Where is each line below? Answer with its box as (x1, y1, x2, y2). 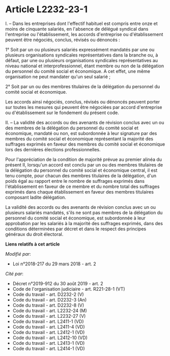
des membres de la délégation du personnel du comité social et (5, 125, 139, 131)
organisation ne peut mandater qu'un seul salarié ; (5, 73, 111, 79)
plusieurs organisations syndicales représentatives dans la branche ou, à (5, 52, 158, 58)
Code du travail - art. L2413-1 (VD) (12, 340, 85, 346)
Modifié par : (5, 251, 32, 257)
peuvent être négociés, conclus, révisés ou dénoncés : (5, 37, 121, 43)
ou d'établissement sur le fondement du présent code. (5, 109, 120, 116)
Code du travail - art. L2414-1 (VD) (12, 345, 85, 351)
